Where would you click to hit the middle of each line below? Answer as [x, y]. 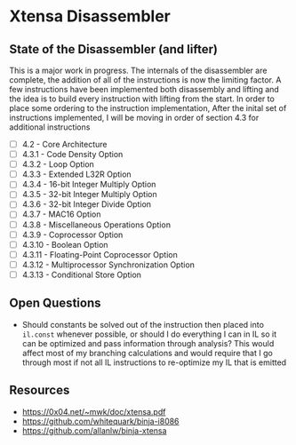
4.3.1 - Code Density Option [72, 155]
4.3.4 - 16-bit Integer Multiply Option [89, 185]
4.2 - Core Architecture [65, 144]
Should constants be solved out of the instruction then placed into [143, 324]
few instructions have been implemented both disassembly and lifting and [144, 89]
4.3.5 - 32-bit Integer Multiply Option [89, 195]
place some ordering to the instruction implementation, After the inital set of [148, 108]
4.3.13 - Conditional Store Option [82, 274]
